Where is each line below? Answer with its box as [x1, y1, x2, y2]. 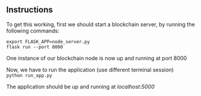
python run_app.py [6, 72, 52, 79]
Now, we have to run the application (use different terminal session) [6, 66, 174, 73]
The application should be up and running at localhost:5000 [6, 83, 155, 90]
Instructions [6, 5, 53, 15]
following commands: [6, 27, 60, 34]
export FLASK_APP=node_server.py [6, 38, 90, 44]
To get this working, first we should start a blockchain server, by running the [6, 20, 196, 28]
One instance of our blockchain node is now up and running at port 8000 [6, 54, 187, 62]
